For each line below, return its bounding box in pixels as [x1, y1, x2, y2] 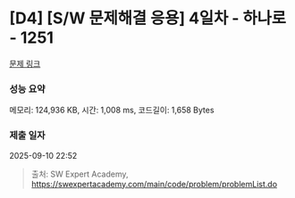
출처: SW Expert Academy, [30, 169, 129, 179]
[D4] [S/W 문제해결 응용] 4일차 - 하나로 [9, 8, 287, 29]
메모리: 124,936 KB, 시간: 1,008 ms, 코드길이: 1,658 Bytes [9, 104, 215, 116]
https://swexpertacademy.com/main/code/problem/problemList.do [30, 178, 278, 189]
